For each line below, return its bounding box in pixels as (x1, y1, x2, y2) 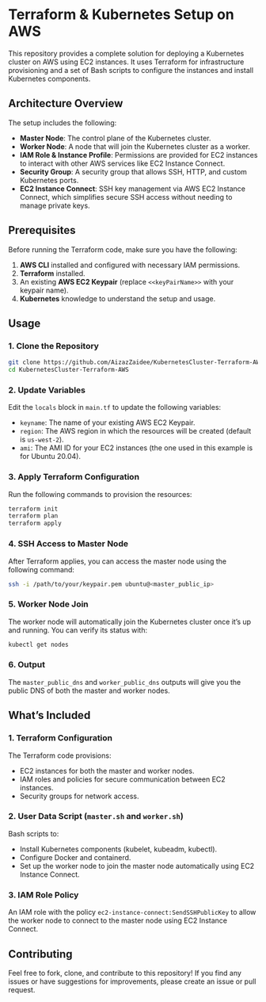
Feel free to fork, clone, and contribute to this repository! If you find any (8, 968, 241, 977)
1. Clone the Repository (8, 340, 99, 351)
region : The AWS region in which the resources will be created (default (19, 426, 252, 436)
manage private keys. (19, 201, 90, 210)
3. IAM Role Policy (8, 889, 79, 901)
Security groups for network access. (19, 791, 140, 801)
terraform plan (8, 512, 59, 520)
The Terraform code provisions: (8, 751, 112, 760)
